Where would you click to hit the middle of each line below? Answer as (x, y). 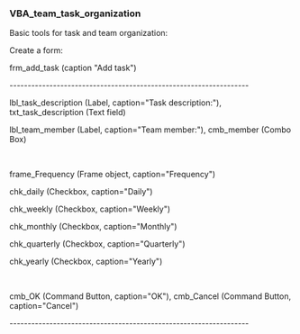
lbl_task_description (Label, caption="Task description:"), (116, 103)
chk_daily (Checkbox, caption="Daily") (81, 192)
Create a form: (36, 50)
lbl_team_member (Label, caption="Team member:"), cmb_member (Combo (150, 130)
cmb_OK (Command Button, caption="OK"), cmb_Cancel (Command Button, (150, 296)
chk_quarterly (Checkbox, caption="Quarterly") (97, 244)
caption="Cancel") (44, 306)
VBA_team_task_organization (75, 14)
